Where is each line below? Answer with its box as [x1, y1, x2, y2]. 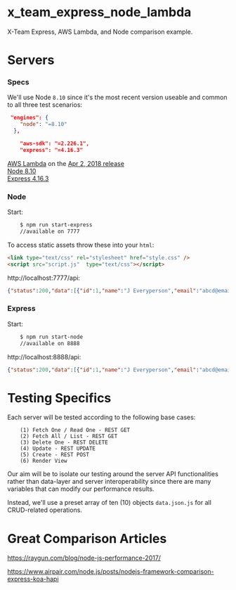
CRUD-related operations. [7, 506, 83, 514]
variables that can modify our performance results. [7, 485, 155, 493]
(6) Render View [20, 458, 68, 465]
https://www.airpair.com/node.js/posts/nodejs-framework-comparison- [7, 567, 214, 576]
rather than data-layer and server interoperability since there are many [7, 477, 211, 486]
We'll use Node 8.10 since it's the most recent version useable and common [7, 93, 228, 102]
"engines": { [10, 114, 49, 122]
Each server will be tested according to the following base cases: [7, 413, 196, 422]
